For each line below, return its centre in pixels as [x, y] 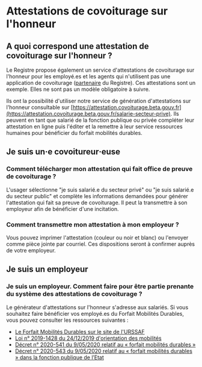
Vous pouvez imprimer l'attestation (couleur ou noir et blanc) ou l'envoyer [97, 237]
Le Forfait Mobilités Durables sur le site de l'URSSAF [80, 331]
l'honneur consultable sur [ [40, 107]
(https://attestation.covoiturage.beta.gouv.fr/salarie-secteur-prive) [88, 114]
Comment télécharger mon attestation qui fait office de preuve [99, 169]
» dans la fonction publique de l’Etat [59, 357]
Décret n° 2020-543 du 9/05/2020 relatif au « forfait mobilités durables [103, 351]
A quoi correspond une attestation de [78, 46]
